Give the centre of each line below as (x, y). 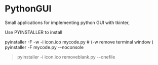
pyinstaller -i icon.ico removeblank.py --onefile (66, 57)
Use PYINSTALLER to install (34, 32)
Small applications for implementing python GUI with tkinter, (67, 22)
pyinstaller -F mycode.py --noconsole (44, 47)
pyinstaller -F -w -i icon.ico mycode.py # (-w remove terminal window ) (79, 42)
